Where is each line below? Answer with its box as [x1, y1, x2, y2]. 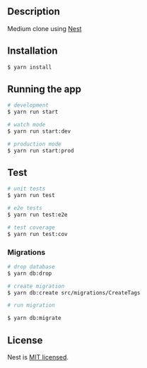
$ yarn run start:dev [7, 127, 71, 135]
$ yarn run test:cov [7, 230, 69, 237]
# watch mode [7, 121, 46, 129]
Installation [7, 45, 58, 57]
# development [7, 102, 49, 109]
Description [7, 6, 60, 18]
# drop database [7, 263, 55, 271]
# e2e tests [7, 205, 42, 212]
